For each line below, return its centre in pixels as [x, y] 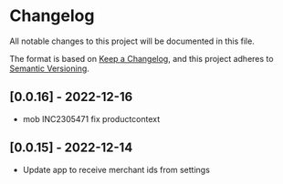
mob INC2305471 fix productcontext [91, 118]
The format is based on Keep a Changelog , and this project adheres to [141, 58]
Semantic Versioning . [49, 68]
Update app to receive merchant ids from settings [116, 169]
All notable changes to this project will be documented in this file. [132, 41]
